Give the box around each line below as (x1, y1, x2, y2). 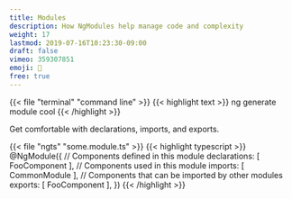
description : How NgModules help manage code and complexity (9, 22, 244, 31)
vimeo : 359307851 (9, 55, 75, 64)
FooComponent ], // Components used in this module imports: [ (9, 159, 245, 171)
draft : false (9, 47, 59, 56)
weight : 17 (9, 30, 50, 39)
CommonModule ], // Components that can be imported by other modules (9, 169, 284, 180)
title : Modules (9, 13, 67, 23)
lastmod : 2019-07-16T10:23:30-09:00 (9, 38, 147, 48)
